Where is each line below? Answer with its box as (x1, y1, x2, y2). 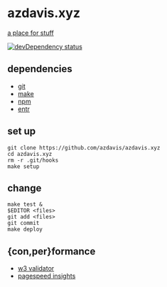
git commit (7, 219, 40, 227)
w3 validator (17, 264, 55, 273)
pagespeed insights (17, 272, 76, 281)
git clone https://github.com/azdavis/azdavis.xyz (7, 144, 161, 151)
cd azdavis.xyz (7, 150, 53, 157)
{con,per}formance (7, 245, 96, 257)
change (7, 182, 42, 194)
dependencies (7, 63, 72, 75)
